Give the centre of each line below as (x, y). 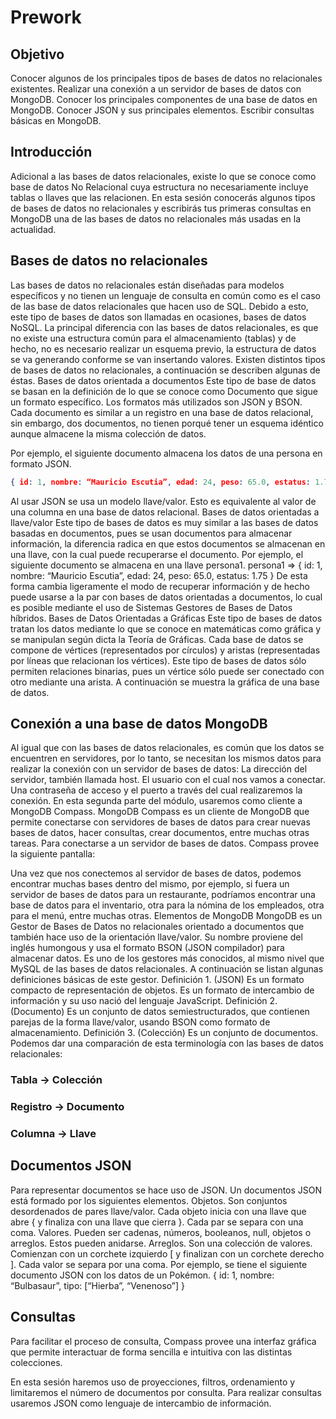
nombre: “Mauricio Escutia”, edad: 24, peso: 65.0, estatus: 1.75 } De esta (159, 575)
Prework (46, 17)
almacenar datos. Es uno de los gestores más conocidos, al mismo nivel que (167, 958)
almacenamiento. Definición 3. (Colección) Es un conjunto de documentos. (164, 1033)
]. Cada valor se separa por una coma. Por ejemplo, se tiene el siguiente (159, 1264)
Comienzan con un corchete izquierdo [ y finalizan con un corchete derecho (167, 1253)
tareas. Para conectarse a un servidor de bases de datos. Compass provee (165, 843)
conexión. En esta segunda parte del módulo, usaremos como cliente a (156, 801)
